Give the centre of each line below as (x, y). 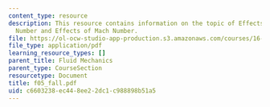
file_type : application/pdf (55, 46)
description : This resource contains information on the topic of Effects (136, 23)
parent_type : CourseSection (55, 68)
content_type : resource (48, 16)
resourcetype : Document (48, 76)
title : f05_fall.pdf (43, 83)
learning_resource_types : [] (57, 53)
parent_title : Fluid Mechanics (61, 61)
